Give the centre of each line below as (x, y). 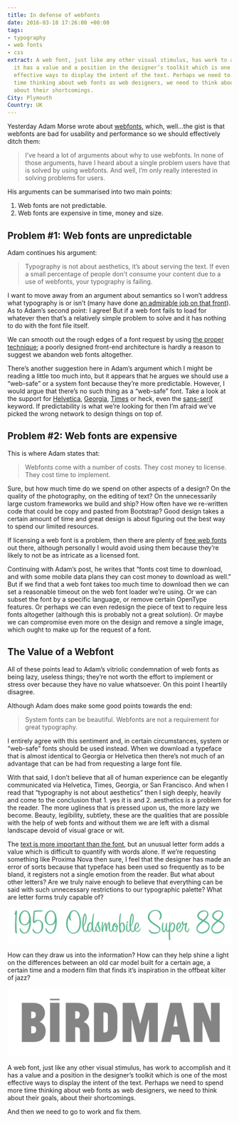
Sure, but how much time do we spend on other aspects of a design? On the (119, 489)
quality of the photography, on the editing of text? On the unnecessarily (112, 496)
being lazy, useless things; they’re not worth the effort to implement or (110, 677)
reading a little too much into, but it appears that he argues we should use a (118, 376)
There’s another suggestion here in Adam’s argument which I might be (110, 368)
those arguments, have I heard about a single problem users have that (127, 163)
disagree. (21, 691)
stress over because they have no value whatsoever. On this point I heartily (117, 684)
